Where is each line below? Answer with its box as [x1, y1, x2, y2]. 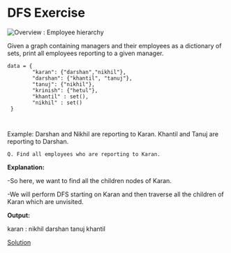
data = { [7, 62, 33, 69]
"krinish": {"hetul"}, [32, 87, 98, 94]
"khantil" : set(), [32, 93, 89, 100]
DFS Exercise [7, 5, 86, 21]
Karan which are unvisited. [7, 197, 84, 205]
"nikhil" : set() [32, 99, 82, 106]
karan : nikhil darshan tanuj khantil [7, 224, 106, 233]
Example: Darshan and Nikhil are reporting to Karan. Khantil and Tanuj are [7, 129, 218, 138]
